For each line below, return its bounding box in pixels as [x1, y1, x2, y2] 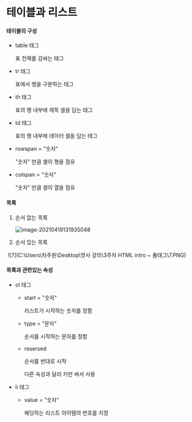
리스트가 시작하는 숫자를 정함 [24, 306, 93, 314]
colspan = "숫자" [15, 171, 56, 178]
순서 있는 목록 [15, 238, 48, 246]
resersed [24, 345, 47, 352]
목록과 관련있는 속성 [6, 266, 53, 274]
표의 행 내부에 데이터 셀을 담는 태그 [15, 132, 98, 140]
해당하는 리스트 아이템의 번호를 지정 [24, 409, 109, 417]
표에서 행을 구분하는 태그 [15, 80, 74, 88]
